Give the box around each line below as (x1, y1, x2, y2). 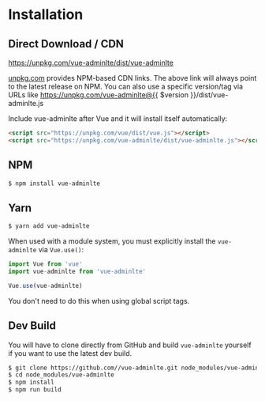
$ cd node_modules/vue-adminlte (8, 371, 114, 379)
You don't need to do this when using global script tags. (8, 296, 190, 305)
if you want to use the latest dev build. (8, 348, 132, 357)
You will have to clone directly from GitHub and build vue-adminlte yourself (8, 340, 252, 350)
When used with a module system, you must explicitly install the (8, 236, 216, 246)
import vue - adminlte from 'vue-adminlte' (8, 267, 147, 275)
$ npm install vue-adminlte (8, 180, 101, 187)
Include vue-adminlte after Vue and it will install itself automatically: (8, 114, 228, 123)
